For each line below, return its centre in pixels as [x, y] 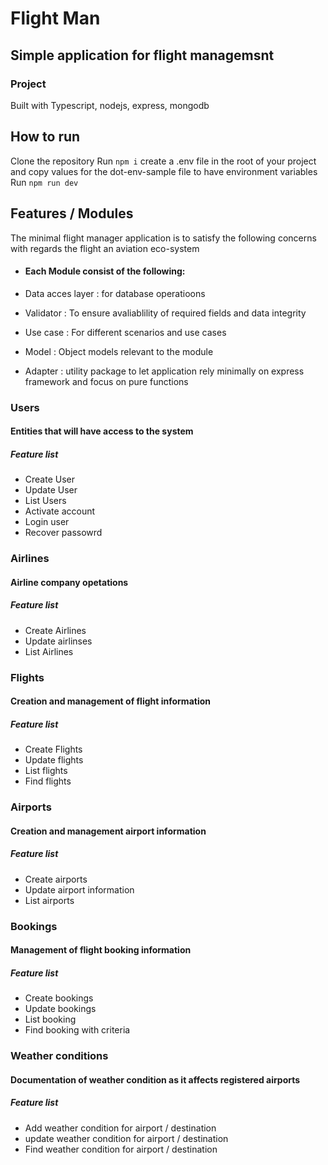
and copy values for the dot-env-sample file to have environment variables [164, 171]
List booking [50, 1019]
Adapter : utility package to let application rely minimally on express [164, 371]
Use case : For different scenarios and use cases [125, 332]
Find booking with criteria [77, 1030]
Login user [47, 522]
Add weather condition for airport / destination [120, 1128]
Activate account [60, 511]
